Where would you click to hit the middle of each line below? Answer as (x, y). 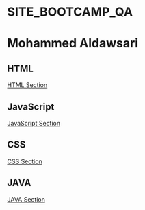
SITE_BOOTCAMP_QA (70, 12)
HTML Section (27, 85)
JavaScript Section (34, 123)
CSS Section (25, 161)
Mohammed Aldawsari (73, 44)
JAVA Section (26, 199)
